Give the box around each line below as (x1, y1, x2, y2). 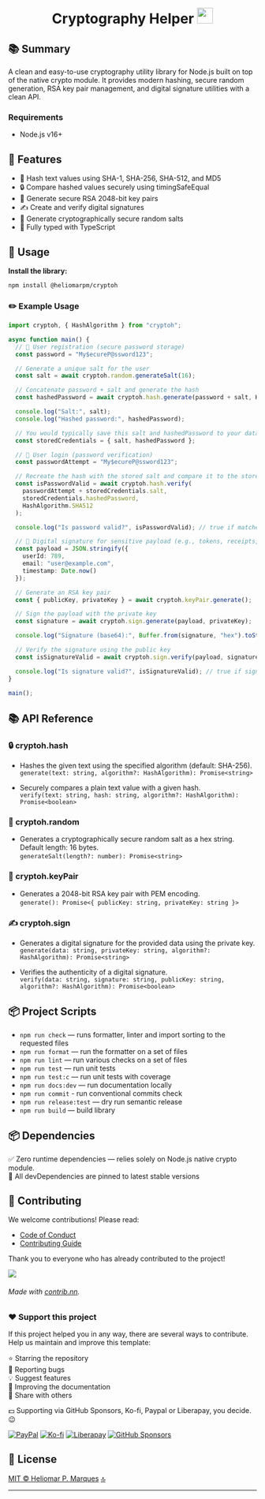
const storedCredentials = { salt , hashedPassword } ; (15, 436, 196, 444)
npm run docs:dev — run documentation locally (19, 1080, 172, 1090)
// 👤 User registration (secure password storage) (15, 342, 185, 351)
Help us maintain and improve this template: (8, 1338, 151, 1348)
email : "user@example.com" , (22, 559, 114, 568)
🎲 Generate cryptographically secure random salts (19, 214, 184, 223)
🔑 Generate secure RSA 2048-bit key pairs (19, 194, 159, 204)
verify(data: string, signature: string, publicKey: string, (19, 976, 226, 984)
